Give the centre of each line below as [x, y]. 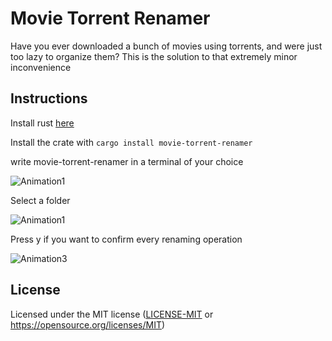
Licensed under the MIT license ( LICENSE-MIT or [112, 314]
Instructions [49, 98]
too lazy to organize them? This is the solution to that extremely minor [154, 56]
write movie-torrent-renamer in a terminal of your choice [127, 161]
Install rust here [42, 123]
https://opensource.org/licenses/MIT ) [88, 324]
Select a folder [40, 200]
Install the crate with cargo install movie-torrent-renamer [131, 142]
